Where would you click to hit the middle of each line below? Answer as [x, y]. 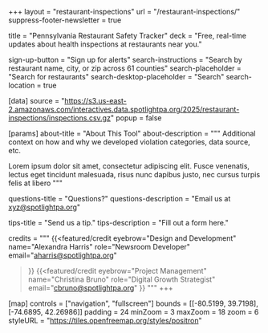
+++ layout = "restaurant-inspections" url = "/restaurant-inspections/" [124, 12]
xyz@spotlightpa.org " [45, 207]
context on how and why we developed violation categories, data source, [129, 142]
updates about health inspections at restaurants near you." [105, 44]
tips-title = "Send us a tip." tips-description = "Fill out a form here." [118, 223]
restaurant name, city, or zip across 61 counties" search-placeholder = [125, 68]
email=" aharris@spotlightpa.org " [63, 255]
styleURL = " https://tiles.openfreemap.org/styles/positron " [105, 321]
